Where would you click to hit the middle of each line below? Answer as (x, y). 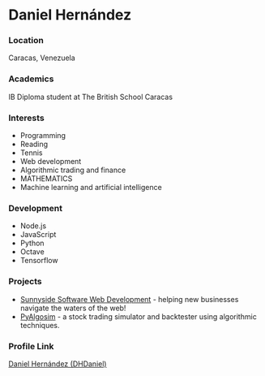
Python (32, 243)
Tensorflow (39, 261)
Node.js (33, 226)
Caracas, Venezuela (42, 58)
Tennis (31, 153)
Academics (31, 79)
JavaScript (38, 235)
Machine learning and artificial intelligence (91, 188)
